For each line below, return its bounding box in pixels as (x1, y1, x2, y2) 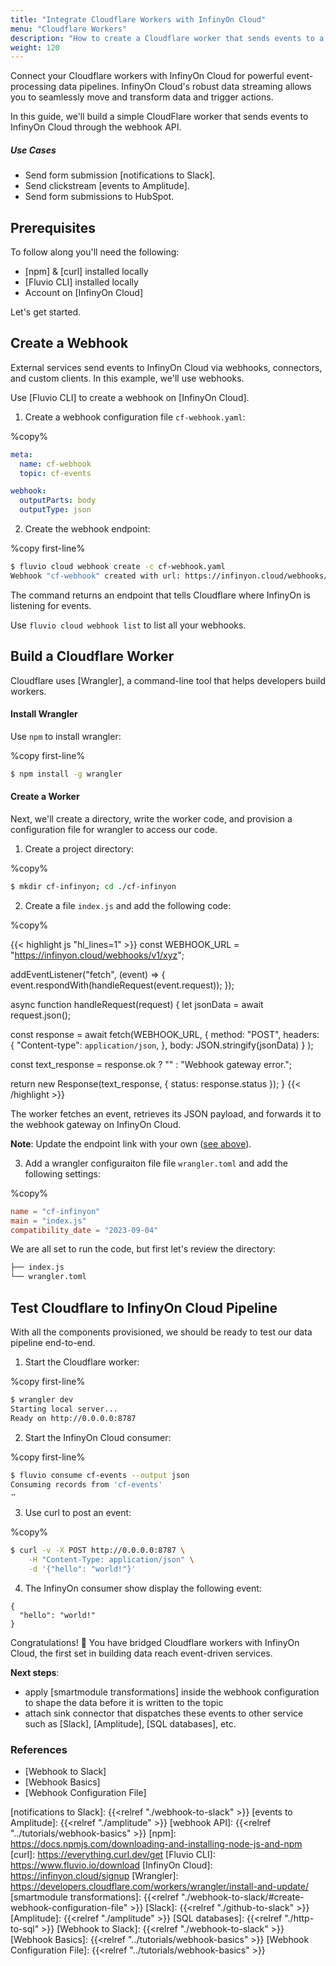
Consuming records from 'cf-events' (10, 1479, 163, 1490)
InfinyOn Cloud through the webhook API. (10, 121, 182, 133)
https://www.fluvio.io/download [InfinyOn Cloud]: (10, 1859, 213, 1871)
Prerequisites (10, 219, 96, 236)
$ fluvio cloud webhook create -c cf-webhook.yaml (10, 562, 226, 572)
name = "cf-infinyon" (10, 1206, 101, 1216)
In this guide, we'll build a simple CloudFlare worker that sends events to (10, 111, 309, 123)
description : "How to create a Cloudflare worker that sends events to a (10, 33, 325, 43)
